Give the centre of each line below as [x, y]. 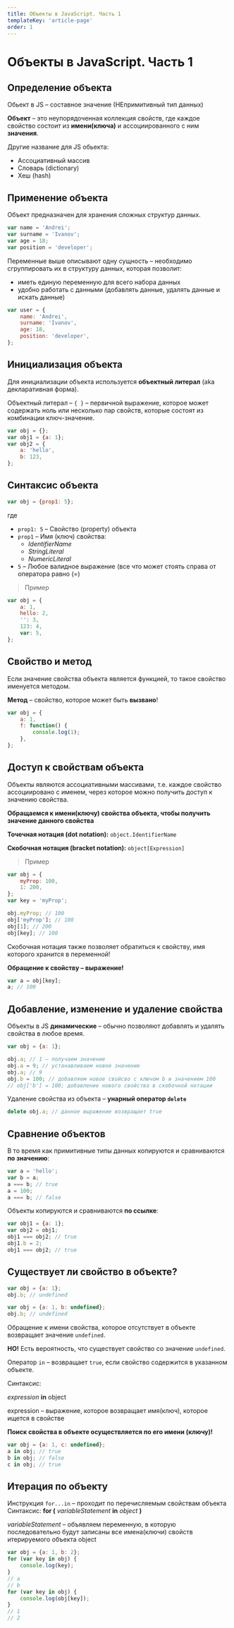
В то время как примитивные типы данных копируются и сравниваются [116, 1151]
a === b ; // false [34, 1197]
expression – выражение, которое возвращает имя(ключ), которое [107, 1411]
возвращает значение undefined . [56, 1335]
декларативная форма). [43, 389]
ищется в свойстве [36, 1419]
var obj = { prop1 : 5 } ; [41, 501]
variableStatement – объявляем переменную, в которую [92, 1524]
